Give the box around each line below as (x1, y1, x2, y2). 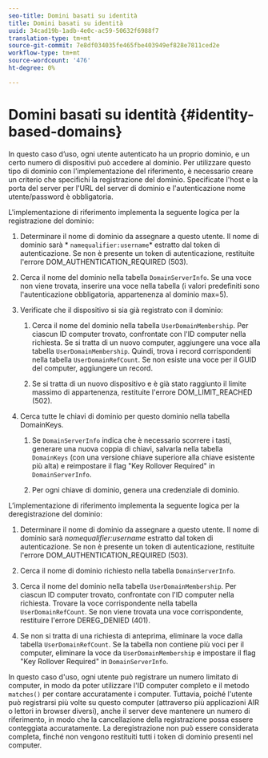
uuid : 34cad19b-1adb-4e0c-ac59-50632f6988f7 (8, 26, 159, 34)
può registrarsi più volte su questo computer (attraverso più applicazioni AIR (8, 697, 260, 707)
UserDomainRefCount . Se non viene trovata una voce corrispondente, (19, 606, 244, 616)
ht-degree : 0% (8, 64, 56, 72)
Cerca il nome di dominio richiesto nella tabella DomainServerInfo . (19, 565, 236, 575)
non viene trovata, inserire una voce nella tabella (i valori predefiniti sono (19, 281, 260, 290)
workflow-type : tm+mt (8, 49, 81, 57)
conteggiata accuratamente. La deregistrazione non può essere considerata (8, 723, 258, 732)
